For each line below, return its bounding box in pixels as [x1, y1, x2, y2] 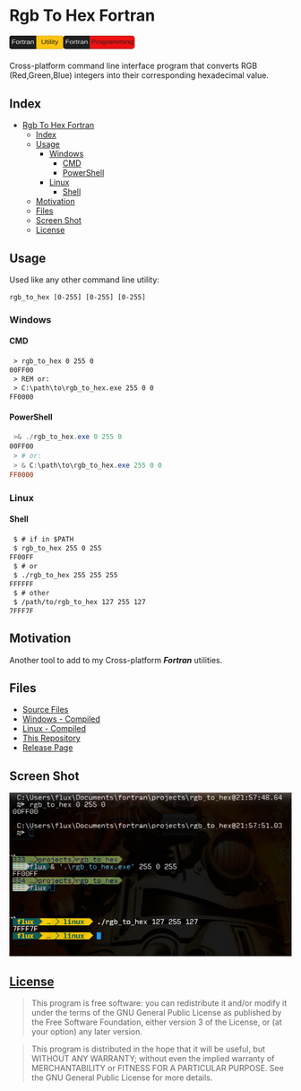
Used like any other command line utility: [9, 274, 159, 285]
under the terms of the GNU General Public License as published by [30, 1008, 282, 1018]
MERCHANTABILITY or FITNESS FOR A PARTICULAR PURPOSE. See [30, 1063, 284, 1074]
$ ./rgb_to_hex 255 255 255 [13, 570, 118, 579]
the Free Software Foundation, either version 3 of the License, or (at [30, 1017, 282, 1027]
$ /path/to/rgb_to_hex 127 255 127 [13, 597, 146, 606]
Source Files [21, 705, 69, 715]
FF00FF [9, 552, 34, 561]
